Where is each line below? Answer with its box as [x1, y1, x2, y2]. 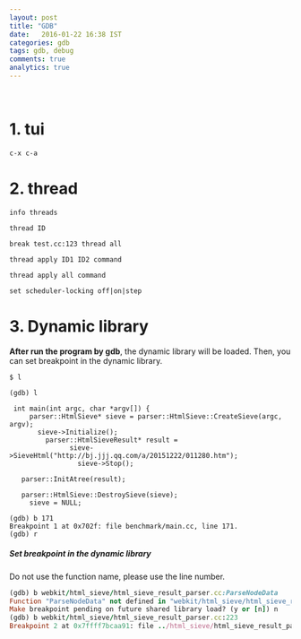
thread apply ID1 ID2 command [9, 255, 123, 264]
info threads [9, 208, 58, 217]
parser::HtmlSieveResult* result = [45, 436, 178, 445]
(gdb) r [9, 530, 39, 539]
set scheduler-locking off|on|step [9, 286, 142, 296]
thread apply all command [9, 271, 106, 280]
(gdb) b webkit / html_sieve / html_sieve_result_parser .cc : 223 [9, 613, 239, 623]
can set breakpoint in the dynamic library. [9, 355, 163, 366]
